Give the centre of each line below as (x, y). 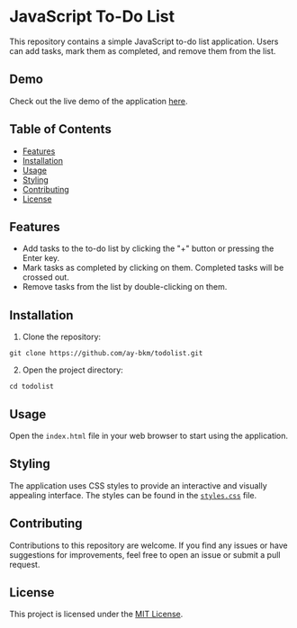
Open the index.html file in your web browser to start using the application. (149, 435)
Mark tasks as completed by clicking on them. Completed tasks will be (153, 268)
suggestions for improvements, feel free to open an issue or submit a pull (145, 554)
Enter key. (41, 258)
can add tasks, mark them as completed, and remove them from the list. (143, 50)
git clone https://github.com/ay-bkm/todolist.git (106, 354)
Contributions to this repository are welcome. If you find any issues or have (148, 545)
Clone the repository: (62, 337)
